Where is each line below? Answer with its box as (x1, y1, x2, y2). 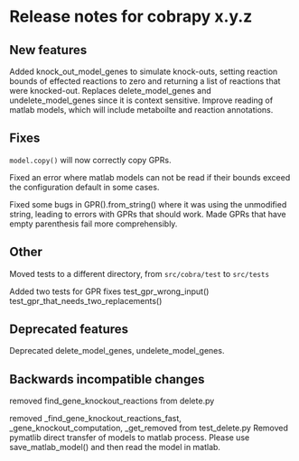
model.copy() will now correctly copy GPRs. (9, 154, 172, 165)
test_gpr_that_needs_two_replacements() (9, 295, 163, 306)
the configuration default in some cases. (9, 181, 160, 192)
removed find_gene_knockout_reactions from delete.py (9, 395, 215, 407)
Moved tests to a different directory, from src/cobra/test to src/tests (9, 268, 269, 279)
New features (9, 42, 88, 58)
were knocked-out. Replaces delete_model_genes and (9, 86, 212, 96)
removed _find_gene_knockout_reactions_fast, (9, 413, 182, 424)
